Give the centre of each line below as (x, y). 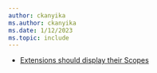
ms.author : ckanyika (43, 23)
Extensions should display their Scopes (84, 60)
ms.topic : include (39, 38)
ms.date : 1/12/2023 (41, 30)
